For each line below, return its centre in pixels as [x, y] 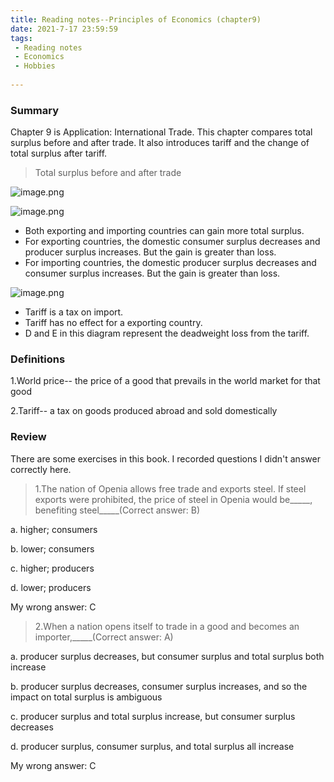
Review [28, 437]
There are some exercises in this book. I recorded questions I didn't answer [165, 458]
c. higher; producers [52, 568]
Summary [35, 110]
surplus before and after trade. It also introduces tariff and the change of [160, 143]
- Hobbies [35, 66]
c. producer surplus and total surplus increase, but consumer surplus [153, 716]
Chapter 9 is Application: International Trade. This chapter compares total [161, 132]
